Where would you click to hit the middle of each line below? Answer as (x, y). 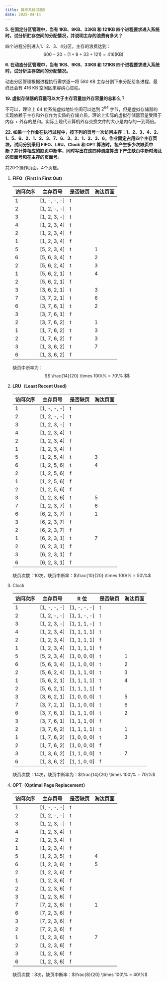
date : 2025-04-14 (23, 14)
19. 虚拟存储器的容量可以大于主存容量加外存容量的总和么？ (65, 98)
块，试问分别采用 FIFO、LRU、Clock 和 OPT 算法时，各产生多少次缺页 (77, 145)
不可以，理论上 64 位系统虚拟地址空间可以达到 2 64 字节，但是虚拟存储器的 (82, 109)
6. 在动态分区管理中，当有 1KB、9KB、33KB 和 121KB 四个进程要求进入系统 (83, 64)
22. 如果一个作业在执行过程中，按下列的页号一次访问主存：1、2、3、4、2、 (83, 132)
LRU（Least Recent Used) (40, 386)
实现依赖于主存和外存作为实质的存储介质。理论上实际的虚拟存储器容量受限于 (83, 115)
